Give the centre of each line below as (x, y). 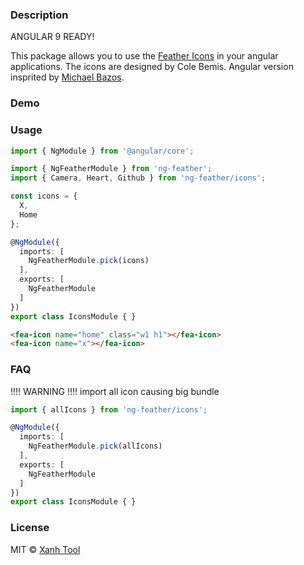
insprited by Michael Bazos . (67, 77)
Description (39, 15)
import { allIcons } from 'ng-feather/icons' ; (109, 409)
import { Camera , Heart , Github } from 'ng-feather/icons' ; (138, 178)
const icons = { (44, 196)
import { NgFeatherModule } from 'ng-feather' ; (111, 169)
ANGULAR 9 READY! (52, 37)
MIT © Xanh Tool (45, 549)
